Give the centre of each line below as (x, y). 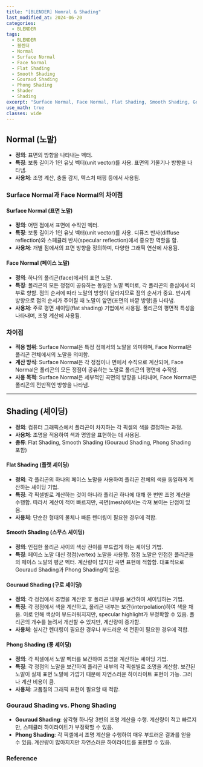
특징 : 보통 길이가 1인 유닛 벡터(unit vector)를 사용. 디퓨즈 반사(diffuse (97, 233)
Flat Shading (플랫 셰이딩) (38, 465)
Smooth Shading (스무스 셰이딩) (45, 532)
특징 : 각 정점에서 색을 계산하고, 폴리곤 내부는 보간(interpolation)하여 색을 (101, 607)
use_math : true (25, 108)
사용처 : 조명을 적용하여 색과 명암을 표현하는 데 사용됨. (78, 434)
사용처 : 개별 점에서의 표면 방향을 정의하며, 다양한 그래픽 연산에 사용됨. (97, 248)
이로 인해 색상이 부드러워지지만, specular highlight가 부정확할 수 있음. (106, 614)
